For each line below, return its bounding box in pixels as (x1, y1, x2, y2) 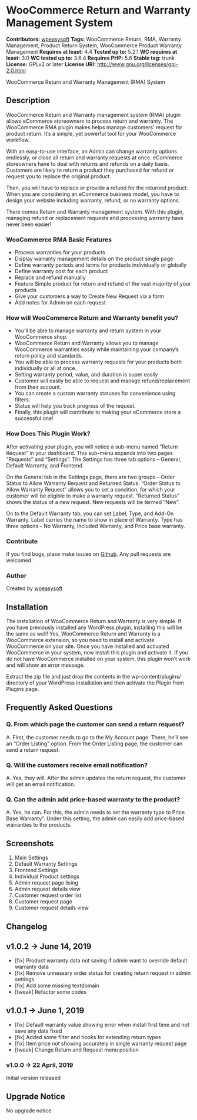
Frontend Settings (14, 867, 58, 874)
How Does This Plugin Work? (6, 430, 91, 438)
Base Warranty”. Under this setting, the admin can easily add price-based (6, 815, 185, 822)
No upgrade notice (6, 1107, 52, 1114)
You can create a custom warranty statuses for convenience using (14, 390, 176, 397)
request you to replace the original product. (6, 172, 112, 180)
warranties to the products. (6, 821, 72, 828)
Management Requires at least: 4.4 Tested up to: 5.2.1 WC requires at (6, 48, 178, 55)
